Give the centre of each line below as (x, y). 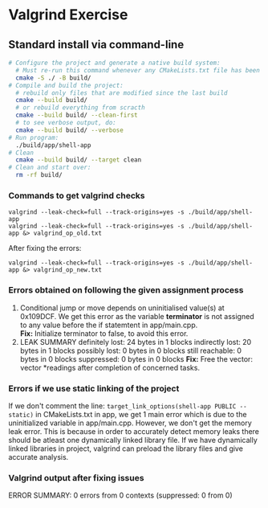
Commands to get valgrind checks (77, 195)
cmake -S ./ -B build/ (53, 78)
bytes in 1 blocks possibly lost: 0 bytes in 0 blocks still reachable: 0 (131, 350)
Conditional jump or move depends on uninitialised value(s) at (122, 308)
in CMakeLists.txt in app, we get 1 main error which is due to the (141, 414)
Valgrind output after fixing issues (76, 477)
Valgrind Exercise (68, 15)
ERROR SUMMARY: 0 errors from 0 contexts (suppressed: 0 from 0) (120, 495)
